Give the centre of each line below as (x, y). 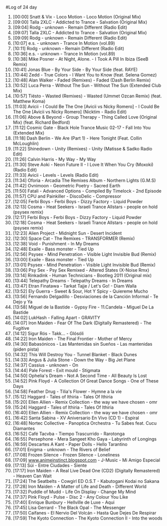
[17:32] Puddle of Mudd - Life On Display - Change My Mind (74, 492)
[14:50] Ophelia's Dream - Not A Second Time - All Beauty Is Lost (80, 376)
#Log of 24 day (21, 7)
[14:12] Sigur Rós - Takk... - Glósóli (48, 333)
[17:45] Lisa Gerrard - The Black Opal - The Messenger (69, 508)
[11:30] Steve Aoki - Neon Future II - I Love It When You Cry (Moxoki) (83, 164)
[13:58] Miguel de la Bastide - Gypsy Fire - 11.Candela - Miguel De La (83, 307)
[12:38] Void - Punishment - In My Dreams (56, 244)
